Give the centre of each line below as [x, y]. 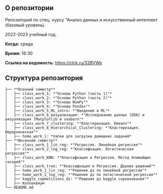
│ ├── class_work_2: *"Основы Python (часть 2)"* [58, 98]
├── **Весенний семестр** [31, 140]
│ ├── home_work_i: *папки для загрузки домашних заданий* [68, 136]
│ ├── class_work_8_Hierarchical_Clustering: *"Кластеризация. [72, 128]
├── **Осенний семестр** [30, 89]
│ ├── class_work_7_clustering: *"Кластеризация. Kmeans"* [68, 123]
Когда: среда [19, 44]
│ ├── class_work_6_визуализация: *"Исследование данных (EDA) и [75, 115]
